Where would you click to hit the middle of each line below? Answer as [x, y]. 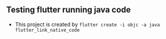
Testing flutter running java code [69, 10]
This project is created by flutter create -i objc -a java [87, 24]
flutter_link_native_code [47, 30]
